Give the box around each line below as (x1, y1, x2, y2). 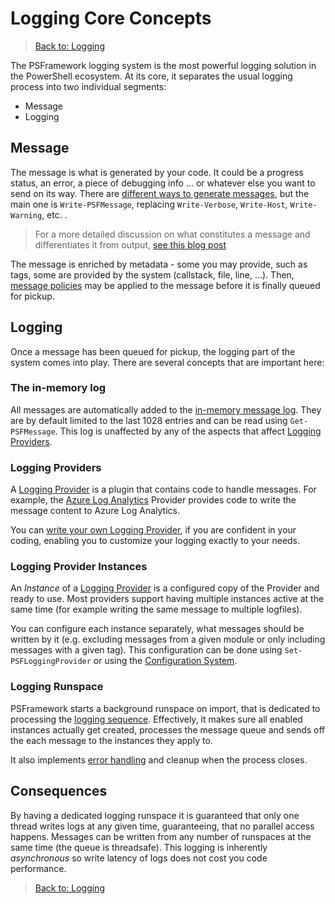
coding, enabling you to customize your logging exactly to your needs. (10, 535, 301, 547)
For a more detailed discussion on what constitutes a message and (34, 228, 311, 240)
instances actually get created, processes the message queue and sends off (10, 723, 326, 736)
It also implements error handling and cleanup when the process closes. (10, 753, 308, 766)
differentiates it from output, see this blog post (34, 238, 227, 251)
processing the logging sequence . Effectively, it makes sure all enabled (10, 713, 303, 725)
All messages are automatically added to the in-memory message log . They (10, 403, 322, 416)
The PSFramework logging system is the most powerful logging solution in (10, 59, 317, 71)
